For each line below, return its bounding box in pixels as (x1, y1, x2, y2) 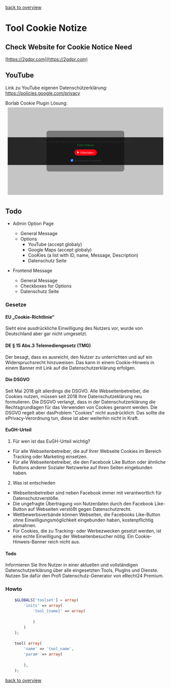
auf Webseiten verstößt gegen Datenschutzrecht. (28, 506, 132, 512)
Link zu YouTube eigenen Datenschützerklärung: (5, 85, 108, 91)
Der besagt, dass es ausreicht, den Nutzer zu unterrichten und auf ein (5, 353, 153, 360)
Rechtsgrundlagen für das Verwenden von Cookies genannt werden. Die (5, 404, 158, 410)
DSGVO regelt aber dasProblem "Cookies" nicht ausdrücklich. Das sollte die (5, 409, 165, 415)
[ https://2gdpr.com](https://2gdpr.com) (5, 56, 88, 62)
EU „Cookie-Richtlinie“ (5, 314, 55, 320)
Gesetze (5, 301, 27, 308)
